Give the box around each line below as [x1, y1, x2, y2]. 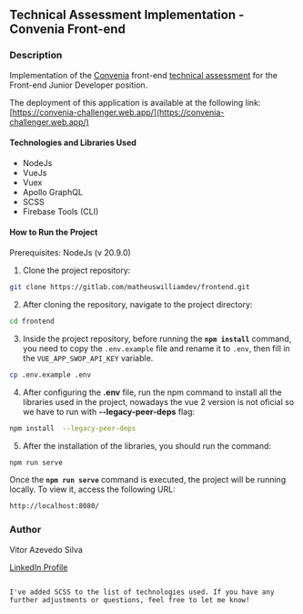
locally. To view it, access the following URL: [9, 484, 176, 495]
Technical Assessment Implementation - [9, 7, 245, 23]
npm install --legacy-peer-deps [9, 423, 136, 432]
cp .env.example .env [9, 369, 92, 380]
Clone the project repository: [22, 265, 131, 276]
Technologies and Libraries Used [9, 137, 136, 149]
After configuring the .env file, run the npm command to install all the [22, 387, 282, 398]
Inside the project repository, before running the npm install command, [22, 333, 292, 344]
